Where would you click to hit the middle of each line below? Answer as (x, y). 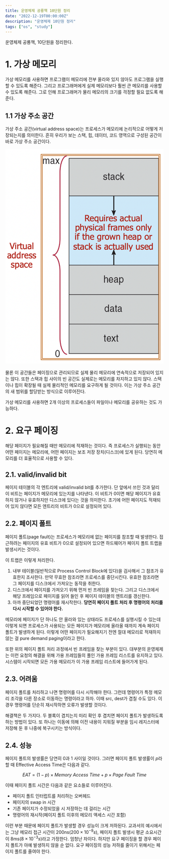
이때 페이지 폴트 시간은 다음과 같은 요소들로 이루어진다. (59, 785)
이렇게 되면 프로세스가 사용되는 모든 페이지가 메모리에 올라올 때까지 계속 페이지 (82, 625)
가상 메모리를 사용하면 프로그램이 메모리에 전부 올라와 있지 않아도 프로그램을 (80, 79)
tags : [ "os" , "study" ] (29, 27)
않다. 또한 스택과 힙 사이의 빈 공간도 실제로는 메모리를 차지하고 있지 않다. (81, 379)
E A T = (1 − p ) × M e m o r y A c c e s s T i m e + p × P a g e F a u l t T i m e (84, 775)
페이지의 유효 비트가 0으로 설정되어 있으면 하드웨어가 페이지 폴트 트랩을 (92, 543)
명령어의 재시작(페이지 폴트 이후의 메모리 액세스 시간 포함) (69, 815)
